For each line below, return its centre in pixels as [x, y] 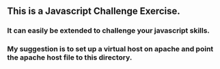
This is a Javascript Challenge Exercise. [94, 11]
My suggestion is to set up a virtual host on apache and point [110, 49]
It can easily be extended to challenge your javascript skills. [109, 31]
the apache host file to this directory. [70, 57]
